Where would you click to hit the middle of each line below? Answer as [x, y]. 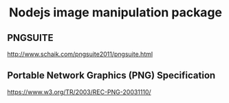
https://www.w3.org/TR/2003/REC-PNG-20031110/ [79, 92]
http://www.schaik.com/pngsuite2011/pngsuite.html [80, 54]
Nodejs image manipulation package [116, 13]
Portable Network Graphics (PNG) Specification [111, 75]
